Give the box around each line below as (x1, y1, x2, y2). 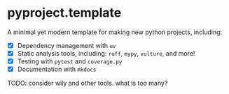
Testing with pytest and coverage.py (17, 57, 123, 65)
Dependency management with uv (17, 41, 116, 49)
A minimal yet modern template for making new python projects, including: (7, 28, 223, 36)
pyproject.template (7, 5, 122, 21)
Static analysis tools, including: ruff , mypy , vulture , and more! (17, 49, 195, 57)
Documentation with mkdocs (17, 65, 97, 74)
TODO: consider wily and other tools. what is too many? (7, 79, 168, 88)
